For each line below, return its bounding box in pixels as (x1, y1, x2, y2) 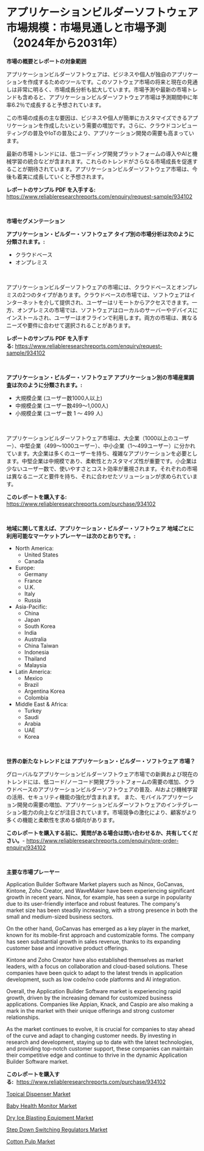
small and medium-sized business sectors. (6, 912, 114, 920)
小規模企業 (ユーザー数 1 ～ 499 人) (15, 409, 104, 416)
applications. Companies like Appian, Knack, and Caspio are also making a (6, 1001, 194, 1008)
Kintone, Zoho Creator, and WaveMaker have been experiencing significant (6, 887, 195, 894)
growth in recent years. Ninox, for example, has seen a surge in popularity (6, 894, 192, 901)
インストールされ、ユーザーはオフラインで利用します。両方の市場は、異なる (6, 314, 198, 321)
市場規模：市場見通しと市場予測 (6, 21, 167, 35)
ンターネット (6, 298, 38, 306)
